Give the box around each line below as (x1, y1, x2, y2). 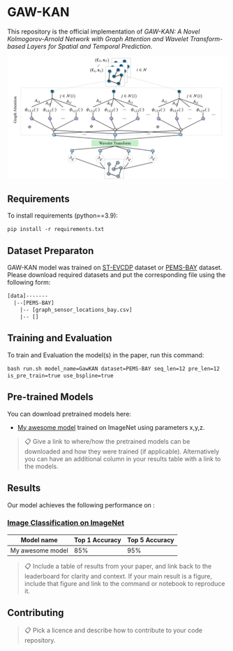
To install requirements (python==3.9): (7, 211, 119, 220)
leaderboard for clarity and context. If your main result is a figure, (24, 572, 213, 581)
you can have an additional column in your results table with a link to (24, 454, 221, 463)
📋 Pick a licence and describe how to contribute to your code (24, 626, 203, 634)
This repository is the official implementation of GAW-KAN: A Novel (7, 27, 200, 36)
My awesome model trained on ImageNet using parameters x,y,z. (17, 423, 205, 431)
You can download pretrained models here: (7, 410, 131, 418)
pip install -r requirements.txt (7, 226, 105, 233)
